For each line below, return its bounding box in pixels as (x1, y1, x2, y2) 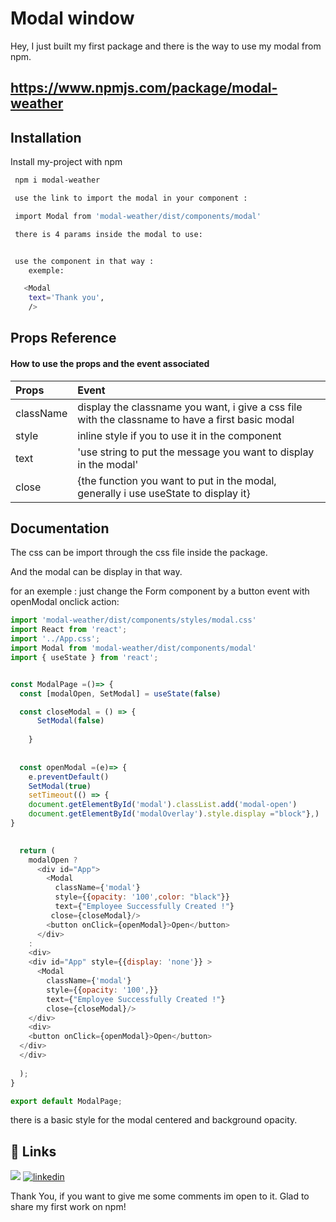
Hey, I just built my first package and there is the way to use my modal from (10, 40, 322, 52)
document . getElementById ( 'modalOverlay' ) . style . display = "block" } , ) (28, 809, 320, 819)
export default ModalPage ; (10, 1096, 123, 1106)
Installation (10, 129, 82, 146)
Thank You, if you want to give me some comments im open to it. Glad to (10, 1190, 310, 1202)
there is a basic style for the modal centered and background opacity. (10, 1114, 298, 1126)
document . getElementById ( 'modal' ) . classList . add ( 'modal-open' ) (28, 800, 298, 810)
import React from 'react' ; (10, 625, 128, 635)
